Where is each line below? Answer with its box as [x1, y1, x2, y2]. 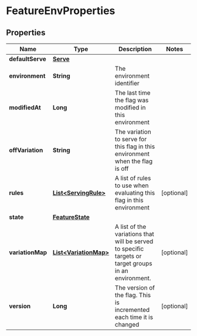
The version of [114, 284, 155, 292]
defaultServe [9, 55, 46, 63]
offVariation [9, 146, 43, 154]
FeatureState [52, 213, 90, 221]
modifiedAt [9, 104, 41, 111]
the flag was [114, 96, 149, 104]
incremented [114, 306, 150, 314]
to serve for [114, 135, 147, 143]
